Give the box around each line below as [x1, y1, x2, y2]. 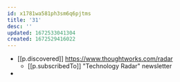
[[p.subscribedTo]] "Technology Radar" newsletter [27, 62, 172, 70]
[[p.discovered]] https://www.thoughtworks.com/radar [17, 54, 173, 63]
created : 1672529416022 [7, 36, 76, 43]
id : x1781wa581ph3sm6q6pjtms [7, 10, 91, 17]
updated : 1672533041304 [7, 29, 76, 37]
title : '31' [7, 17, 42, 23]
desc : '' [7, 23, 33, 30]
